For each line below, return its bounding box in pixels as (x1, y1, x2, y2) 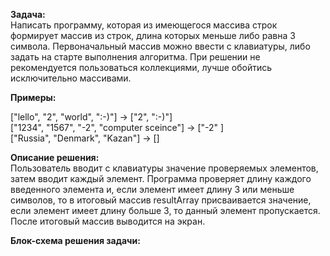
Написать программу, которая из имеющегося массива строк (10, 19, 278, 31)
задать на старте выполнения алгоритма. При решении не (10, 51, 261, 63)
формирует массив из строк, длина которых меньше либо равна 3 (10, 30, 296, 41)
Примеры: (10, 92, 57, 103)
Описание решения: (10, 152, 100, 163)
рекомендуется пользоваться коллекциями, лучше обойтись (10, 62, 273, 73)
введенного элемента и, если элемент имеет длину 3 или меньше (10, 184, 295, 195)
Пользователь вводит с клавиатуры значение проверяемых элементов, (10, 162, 319, 174)
